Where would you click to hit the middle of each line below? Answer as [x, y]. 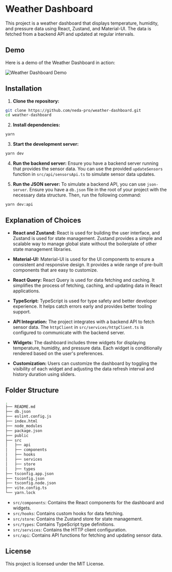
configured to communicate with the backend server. [69, 332]
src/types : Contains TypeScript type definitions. [64, 524]
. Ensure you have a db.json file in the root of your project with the [97, 190]
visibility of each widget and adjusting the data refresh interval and [83, 369]
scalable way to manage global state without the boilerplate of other [85, 244]
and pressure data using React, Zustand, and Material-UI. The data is [78, 28]
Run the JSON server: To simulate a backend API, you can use [79, 184]
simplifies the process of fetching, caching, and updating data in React [88, 285]
